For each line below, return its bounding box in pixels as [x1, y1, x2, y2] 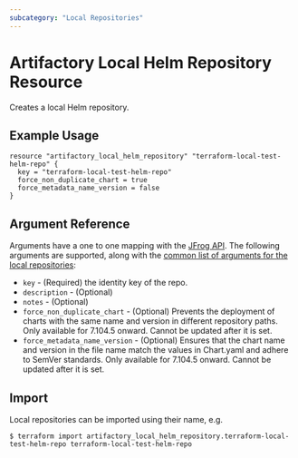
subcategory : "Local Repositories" [9, 13, 144, 23]
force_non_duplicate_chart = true [17, 176, 148, 185]
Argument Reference [9, 216, 130, 231]
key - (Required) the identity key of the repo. [22, 278, 188, 288]
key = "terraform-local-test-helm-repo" [17, 168, 172, 177]
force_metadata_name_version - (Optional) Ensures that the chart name [22, 335, 285, 346]
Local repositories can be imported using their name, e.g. [9, 414, 224, 424]
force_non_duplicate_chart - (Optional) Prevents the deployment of [22, 306, 275, 317]
